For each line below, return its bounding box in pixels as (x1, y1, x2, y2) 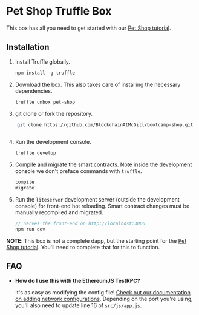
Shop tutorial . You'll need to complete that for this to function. (6, 243, 160, 251)
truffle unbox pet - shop (15, 99, 76, 105)
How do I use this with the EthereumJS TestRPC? (15, 277, 140, 285)
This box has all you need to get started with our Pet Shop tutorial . (6, 24, 171, 32)
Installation (6, 42, 50, 52)
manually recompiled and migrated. (15, 208, 104, 216)
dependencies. (15, 87, 53, 95)
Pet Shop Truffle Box (6, 4, 112, 18)
